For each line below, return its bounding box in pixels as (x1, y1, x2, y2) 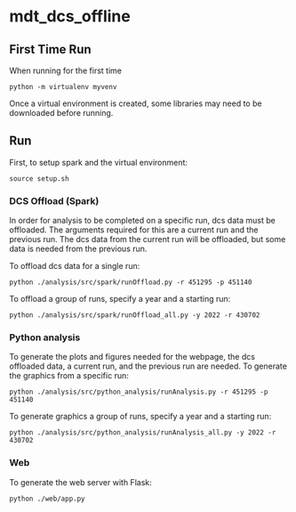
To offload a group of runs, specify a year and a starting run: (9, 294, 231, 305)
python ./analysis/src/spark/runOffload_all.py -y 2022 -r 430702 (9, 311, 260, 320)
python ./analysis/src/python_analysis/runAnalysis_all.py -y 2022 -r (9, 428, 276, 437)
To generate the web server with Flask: (9, 476, 153, 487)
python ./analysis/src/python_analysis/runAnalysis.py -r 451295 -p (9, 387, 268, 397)
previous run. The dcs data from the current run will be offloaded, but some (9, 234, 286, 245)
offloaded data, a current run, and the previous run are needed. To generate (9, 361, 287, 371)
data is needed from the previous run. (9, 243, 148, 255)
